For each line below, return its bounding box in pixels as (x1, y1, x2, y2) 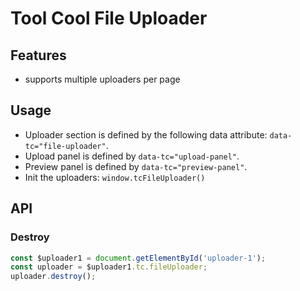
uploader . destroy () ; (10, 272, 97, 282)
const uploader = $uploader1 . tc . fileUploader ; (10, 262, 208, 272)
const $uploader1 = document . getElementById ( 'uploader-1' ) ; (10, 253, 267, 263)
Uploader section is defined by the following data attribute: (24, 128, 268, 141)
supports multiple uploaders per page (24, 73, 181, 85)
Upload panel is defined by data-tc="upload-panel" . (24, 150, 240, 162)
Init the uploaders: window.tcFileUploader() (24, 171, 206, 183)
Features (10, 47, 67, 64)
